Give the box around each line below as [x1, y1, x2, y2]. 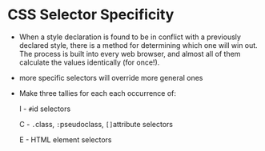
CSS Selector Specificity [7, 6, 175, 24]
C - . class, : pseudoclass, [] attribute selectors [18, 119, 174, 129]
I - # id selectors [18, 104, 71, 113]
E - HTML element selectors [18, 134, 112, 145]
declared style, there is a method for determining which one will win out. [18, 40, 258, 50]
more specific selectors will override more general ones [18, 73, 203, 82]
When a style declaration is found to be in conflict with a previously [18, 32, 242, 42]
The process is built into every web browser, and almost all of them [18, 49, 241, 58]
